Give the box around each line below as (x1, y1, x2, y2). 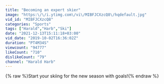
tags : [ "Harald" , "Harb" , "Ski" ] (5, 26, 72, 31)
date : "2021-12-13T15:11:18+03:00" (5, 31, 81, 36)
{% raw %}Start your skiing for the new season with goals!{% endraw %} (5, 73, 159, 79)
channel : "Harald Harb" (5, 59, 56, 64)
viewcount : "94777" (5, 45, 47, 50)
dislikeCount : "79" (5, 54, 47, 60)
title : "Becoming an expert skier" (5, 7, 81, 13)
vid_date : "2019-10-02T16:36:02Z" (5, 36, 79, 41)
